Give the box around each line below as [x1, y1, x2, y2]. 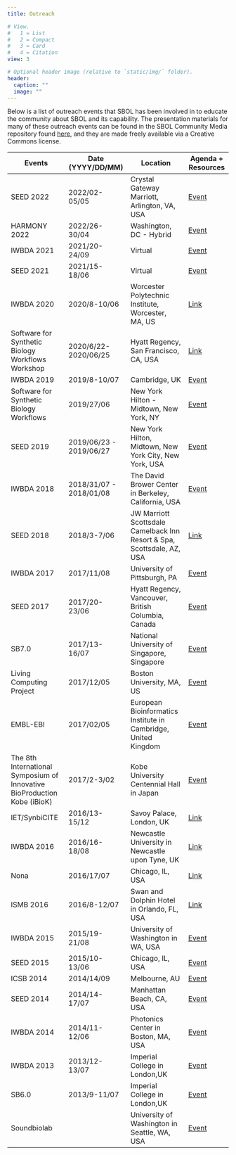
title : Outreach [7, 10, 55, 18]
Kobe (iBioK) [11, 797, 53, 807]
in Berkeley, [130, 488, 170, 498]
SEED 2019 [11, 442, 49, 452]
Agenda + [190, 154, 223, 164]
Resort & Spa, [130, 535, 176, 545]
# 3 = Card [7, 43, 46, 50]
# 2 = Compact [7, 36, 55, 43]
